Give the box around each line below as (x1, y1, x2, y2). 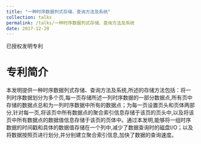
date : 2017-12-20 (6, 25, 50, 32)
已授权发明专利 (6, 42, 43, 50)
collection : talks (6, 14, 52, 20)
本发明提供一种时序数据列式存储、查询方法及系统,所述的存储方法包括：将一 (6, 87, 191, 94)
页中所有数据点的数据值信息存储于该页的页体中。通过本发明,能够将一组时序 (6, 117, 191, 124)
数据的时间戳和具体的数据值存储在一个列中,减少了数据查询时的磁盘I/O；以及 (6, 124, 193, 131)
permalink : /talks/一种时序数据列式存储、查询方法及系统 (6, 20, 135, 26)
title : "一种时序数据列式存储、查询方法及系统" (6, 8, 111, 15)
